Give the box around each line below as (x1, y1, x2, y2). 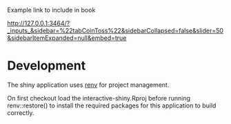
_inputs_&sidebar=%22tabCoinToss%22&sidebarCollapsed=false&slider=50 (7, 27, 224, 34)
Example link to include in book (7, 6, 96, 14)
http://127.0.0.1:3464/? (7, 19, 70, 27)
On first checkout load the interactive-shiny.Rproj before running (7, 94, 191, 102)
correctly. (7, 108, 34, 116)
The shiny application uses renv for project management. (7, 81, 170, 89)
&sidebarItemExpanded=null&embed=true (7, 34, 127, 42)
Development (7, 58, 86, 74)
